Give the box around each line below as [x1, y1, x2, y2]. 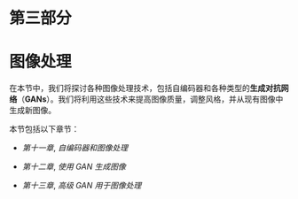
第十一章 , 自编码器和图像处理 [21, 142, 129, 153]
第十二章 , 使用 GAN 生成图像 [21, 161, 126, 172]
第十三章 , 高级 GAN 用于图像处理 [21, 180, 142, 191]
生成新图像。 [9, 105, 56, 116]
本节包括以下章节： [9, 124, 80, 134]
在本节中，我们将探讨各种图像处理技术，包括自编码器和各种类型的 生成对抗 [9, 83, 281, 94]
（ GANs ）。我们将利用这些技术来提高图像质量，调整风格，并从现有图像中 [17, 94, 284, 104]
